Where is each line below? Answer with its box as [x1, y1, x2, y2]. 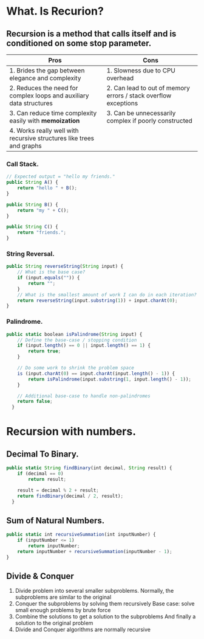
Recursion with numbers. [6, 425, 137, 439]
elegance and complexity [9, 74, 81, 82]
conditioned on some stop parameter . [6, 38, 152, 48]
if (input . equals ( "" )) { [17, 275, 80, 281]
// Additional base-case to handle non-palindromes [17, 393, 151, 399]
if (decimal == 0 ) [17, 470, 64, 477]
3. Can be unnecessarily [106, 109, 176, 117]
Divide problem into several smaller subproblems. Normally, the [15, 587, 174, 595]
